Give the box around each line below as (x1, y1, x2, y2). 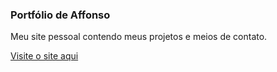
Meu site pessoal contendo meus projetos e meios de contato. (10, 31, 268, 43)
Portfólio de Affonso (10, 8, 111, 22)
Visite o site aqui (10, 50, 79, 62)
